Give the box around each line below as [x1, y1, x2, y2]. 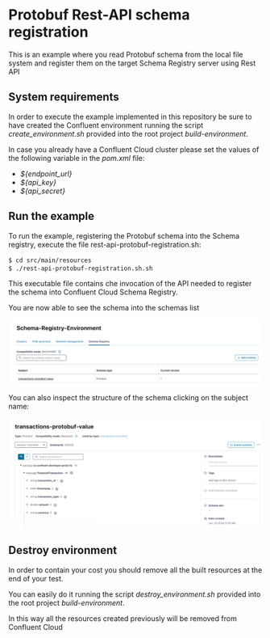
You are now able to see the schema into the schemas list [8, 302, 200, 312]
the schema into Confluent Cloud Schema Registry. [8, 287, 178, 297]
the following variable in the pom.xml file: [8, 153, 145, 163]
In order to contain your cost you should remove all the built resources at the [8, 564, 263, 575]
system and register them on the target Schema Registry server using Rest [8, 58, 256, 68]
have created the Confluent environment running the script [8, 120, 204, 130]
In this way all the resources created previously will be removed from [8, 613, 238, 623]
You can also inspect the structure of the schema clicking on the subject [8, 392, 248, 402]
